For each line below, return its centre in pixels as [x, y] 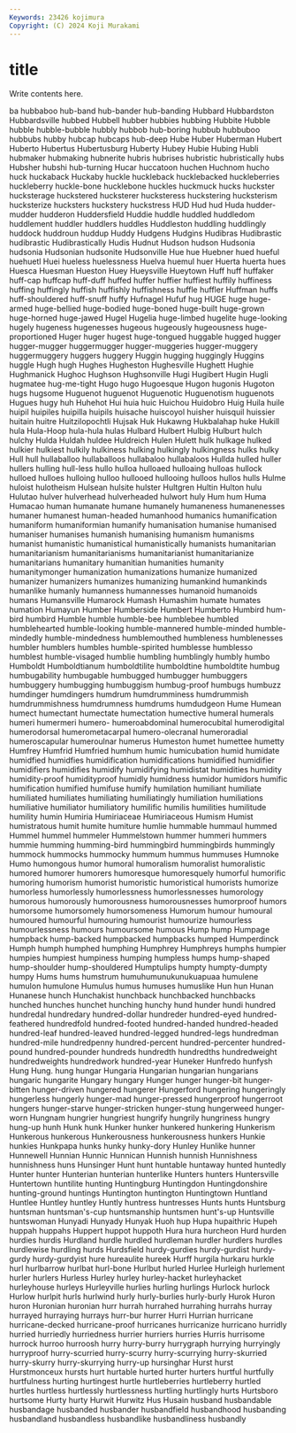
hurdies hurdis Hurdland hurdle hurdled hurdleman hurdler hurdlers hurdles [146, 1240]
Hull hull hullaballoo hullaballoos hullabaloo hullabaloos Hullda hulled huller [145, 459]
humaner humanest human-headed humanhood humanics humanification [143, 515]
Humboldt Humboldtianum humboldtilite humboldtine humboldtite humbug [144, 666]
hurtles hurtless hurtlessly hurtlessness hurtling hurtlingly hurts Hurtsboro [144, 1390]
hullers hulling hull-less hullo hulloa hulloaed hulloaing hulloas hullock [136, 469]
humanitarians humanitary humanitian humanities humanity [117, 562]
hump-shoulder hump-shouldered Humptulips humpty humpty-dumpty [138, 967]
